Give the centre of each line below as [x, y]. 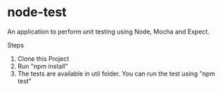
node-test [37, 12]
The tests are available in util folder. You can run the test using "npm [116, 73]
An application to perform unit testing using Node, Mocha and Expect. [108, 31]
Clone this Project [43, 58]
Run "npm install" [43, 66]
